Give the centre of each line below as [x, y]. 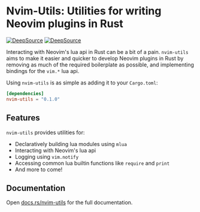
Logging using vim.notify [47, 156]
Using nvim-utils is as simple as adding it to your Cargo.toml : [82, 83]
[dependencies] [25, 93]
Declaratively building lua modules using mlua [71, 144]
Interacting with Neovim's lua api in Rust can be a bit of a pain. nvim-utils [97, 52]
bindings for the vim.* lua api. [43, 71]
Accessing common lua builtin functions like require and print [92, 163]
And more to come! [39, 169]
